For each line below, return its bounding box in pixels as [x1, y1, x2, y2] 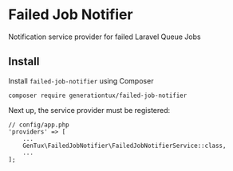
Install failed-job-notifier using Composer [8, 76, 154, 85]
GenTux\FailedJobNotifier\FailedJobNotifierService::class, [22, 142, 227, 150]
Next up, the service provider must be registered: [8, 105, 171, 115]
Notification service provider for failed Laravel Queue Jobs [8, 32, 201, 41]
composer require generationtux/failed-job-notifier [8, 91, 188, 99]
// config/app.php [8, 121, 69, 129]
